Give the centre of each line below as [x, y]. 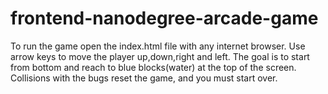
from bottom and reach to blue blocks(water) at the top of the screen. [153, 67]
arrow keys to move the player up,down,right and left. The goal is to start [160, 56]
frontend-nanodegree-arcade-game [164, 18]
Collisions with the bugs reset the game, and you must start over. [144, 78]
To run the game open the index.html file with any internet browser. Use [158, 46]
